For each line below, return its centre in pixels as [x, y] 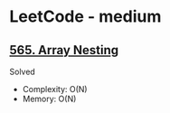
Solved [23, 71]
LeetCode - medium [85, 17]
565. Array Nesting [64, 50]
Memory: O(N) [49, 99]
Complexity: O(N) [55, 89]
